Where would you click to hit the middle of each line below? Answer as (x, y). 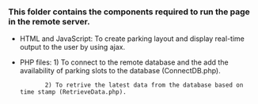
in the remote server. (49, 21)
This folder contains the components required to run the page (129, 12)
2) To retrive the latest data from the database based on (144, 85)
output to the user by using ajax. (72, 47)
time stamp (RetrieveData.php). (73, 92)
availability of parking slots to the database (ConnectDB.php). (120, 71)
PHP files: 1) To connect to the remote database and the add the (124, 62)
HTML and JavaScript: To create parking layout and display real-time (132, 39)
